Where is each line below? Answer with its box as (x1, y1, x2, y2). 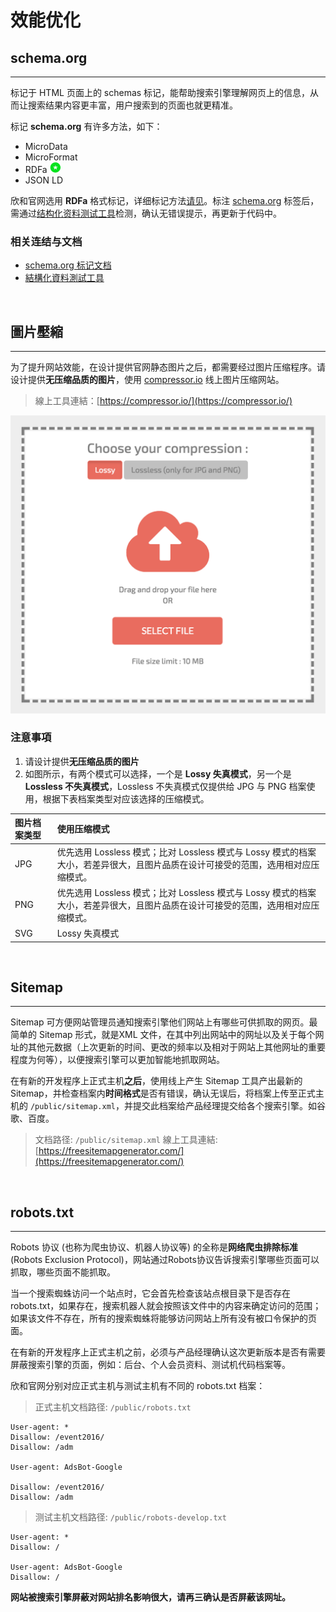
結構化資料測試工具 (24, 272, 105, 284)
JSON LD (24, 174, 63, 186)
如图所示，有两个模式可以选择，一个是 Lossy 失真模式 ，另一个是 (24, 767, 292, 780)
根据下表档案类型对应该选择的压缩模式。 (42, 792, 210, 805)
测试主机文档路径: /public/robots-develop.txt (34, 1511, 227, 1523)
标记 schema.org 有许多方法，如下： (10, 121, 163, 132)
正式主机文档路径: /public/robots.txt (34, 1401, 192, 1413)
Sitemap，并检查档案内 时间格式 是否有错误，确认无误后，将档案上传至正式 (10, 1087, 316, 1100)
